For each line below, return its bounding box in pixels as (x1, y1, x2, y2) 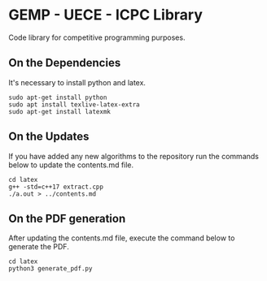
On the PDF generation (8, 211, 126, 225)
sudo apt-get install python (8, 93, 107, 102)
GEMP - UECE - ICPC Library (8, 6, 204, 24)
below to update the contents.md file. (8, 160, 134, 170)
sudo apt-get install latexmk (8, 107, 112, 115)
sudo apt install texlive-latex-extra (8, 100, 140, 109)
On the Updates (8, 130, 90, 144)
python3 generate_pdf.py (8, 265, 93, 273)
